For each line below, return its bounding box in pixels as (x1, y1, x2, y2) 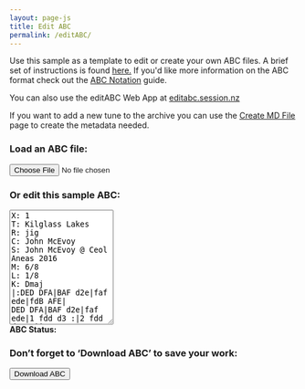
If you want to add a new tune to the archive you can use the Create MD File (9, 110, 296, 121)
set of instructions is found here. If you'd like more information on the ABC (9, 65, 289, 76)
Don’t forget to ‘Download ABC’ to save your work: (9, 346, 238, 359)
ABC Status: (9, 323, 58, 334)
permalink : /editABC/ (9, 30, 92, 39)
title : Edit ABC (9, 22, 71, 31)
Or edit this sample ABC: (9, 188, 121, 201)
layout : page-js (9, 13, 71, 23)
